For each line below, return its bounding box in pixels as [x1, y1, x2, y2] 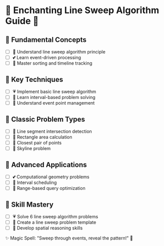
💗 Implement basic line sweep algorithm [12, 88, 96, 94]
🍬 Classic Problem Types [5, 115, 85, 123]
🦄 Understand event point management [12, 100, 95, 106]
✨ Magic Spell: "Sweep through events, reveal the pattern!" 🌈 [5, 235, 133, 241]
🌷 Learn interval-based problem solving [12, 94, 96, 101]
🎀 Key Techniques [5, 75, 63, 84]
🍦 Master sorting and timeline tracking [12, 60, 93, 66]
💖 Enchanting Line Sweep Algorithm [5, 5, 159, 16]
